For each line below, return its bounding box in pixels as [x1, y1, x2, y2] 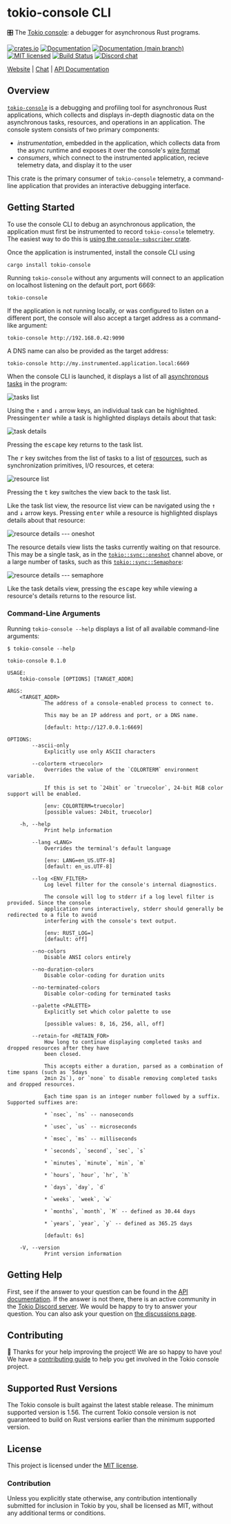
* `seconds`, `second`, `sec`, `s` [43, 1147, 147, 1154]
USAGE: [7, 669, 26, 676]
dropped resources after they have [7, 1044, 110, 1052]
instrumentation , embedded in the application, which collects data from [17, 138, 221, 147]
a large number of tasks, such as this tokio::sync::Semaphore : [7, 557, 184, 566]
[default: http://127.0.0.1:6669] [43, 724, 143, 731]
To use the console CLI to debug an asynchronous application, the [7, 220, 196, 228]
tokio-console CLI [7, 5, 112, 21]
